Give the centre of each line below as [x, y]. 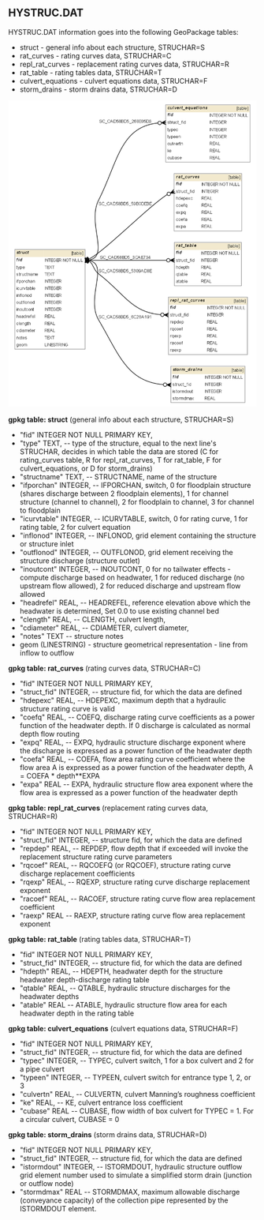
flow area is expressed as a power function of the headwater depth [128, 792]
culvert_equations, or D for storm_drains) [86, 468]
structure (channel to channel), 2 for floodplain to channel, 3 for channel [137, 501]
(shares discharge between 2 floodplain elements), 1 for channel [124, 494]
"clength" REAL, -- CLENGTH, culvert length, [92, 619]
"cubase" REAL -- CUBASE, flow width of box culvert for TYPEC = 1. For [137, 1111]
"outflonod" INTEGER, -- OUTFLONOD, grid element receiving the [126, 552]
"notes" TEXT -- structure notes [71, 636]
